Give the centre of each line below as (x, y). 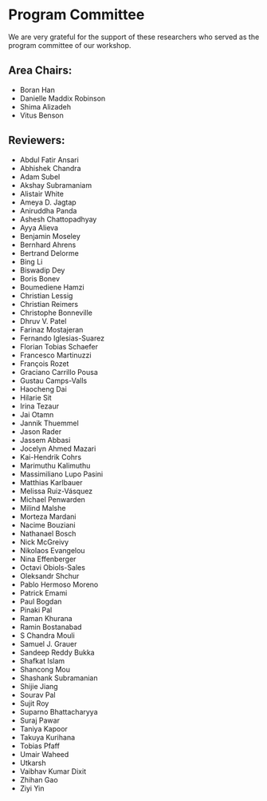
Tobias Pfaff (39, 746)
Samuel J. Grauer (48, 644)
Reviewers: (37, 140)
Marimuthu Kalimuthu (55, 465)
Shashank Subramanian (59, 678)
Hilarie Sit (35, 397)
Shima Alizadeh (45, 106)
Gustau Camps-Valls (53, 381)
